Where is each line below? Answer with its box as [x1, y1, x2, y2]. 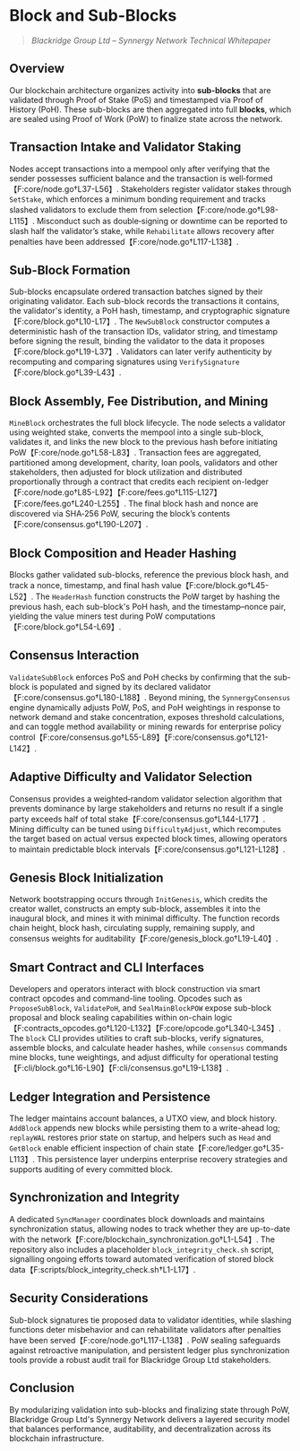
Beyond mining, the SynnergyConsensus [149, 691, 291, 702]
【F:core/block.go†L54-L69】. [9, 621, 122, 632]
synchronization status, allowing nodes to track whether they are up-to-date [9, 1223, 291, 1234]
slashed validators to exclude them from [9, 204, 158, 215]
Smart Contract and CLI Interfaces [9, 960, 204, 975]
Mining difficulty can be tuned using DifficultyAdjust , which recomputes [9, 823, 282, 834]
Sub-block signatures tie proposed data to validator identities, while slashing [9, 1315, 292, 1325]
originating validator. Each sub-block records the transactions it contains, [9, 296, 280, 307]
